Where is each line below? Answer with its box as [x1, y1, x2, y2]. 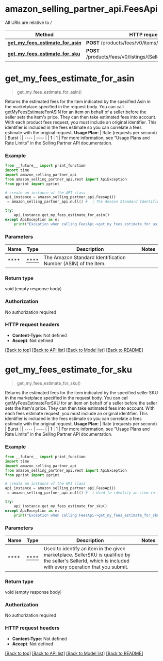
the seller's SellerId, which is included [43, 557, 130, 564]
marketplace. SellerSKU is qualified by [43, 551, 131, 558]
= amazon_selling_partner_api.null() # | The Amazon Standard [7, 199, 138, 204]
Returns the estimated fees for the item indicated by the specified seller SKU [5, 389, 158, 396]
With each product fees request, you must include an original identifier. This [5, 119, 157, 125]
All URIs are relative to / [5, 20, 52, 25]
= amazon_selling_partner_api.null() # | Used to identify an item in [7, 490, 155, 496]
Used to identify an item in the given [43, 545, 126, 552]
